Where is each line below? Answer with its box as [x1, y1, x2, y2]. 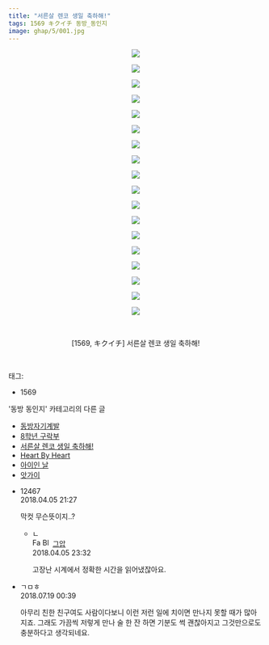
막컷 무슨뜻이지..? [19, 512, 75, 521]
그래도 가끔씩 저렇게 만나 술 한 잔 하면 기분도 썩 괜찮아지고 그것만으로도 [37, 618, 262, 627]
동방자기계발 [19, 421, 61, 431]
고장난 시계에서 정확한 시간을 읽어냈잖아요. [32, 565, 167, 575]
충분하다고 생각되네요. [19, 628, 90, 638]
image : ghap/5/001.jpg [8, 27, 85, 35]
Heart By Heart [19, 450, 70, 461]
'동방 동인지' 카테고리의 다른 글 [8, 404, 106, 414]
